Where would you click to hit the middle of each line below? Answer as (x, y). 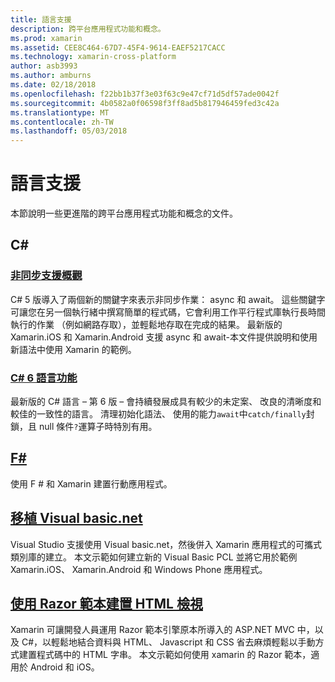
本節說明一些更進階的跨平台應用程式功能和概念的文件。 (124, 213)
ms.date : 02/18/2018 (53, 85)
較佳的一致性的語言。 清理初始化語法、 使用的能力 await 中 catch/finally (158, 414)
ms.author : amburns (51, 76)
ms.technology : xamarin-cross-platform (93, 57)
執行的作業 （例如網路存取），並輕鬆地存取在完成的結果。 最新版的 (146, 324)
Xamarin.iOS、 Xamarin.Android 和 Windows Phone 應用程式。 (139, 569)
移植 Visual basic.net (76, 518)
